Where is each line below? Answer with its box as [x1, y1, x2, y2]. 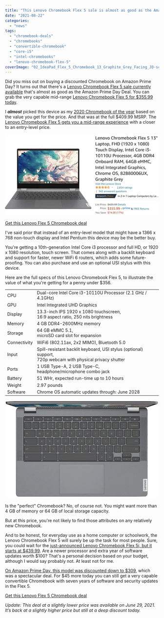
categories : [5, 18, 29, 23]
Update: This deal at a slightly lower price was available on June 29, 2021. [5, 602, 155, 608]
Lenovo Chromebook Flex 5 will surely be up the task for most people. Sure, [5, 537, 158, 543]
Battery [7, 375, 22, 381]
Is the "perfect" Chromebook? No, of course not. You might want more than [5, 503, 157, 509]
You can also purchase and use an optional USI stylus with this [24, 259, 151, 266]
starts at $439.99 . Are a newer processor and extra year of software [5, 548, 143, 554]
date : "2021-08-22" [5, 13, 45, 18]
